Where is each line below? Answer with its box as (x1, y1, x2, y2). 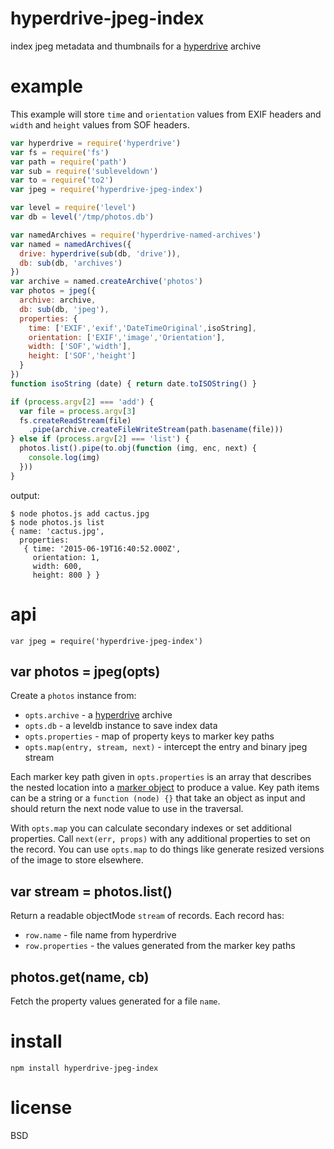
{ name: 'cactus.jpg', (10, 526, 105, 536)
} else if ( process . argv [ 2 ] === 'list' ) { (10, 434, 190, 444)
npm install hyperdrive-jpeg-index (10, 1063, 159, 1073)
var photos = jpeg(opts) (10, 663, 161, 680)
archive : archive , (19, 295, 97, 305)
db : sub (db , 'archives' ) (19, 258, 123, 268)
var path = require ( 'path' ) (10, 157, 128, 167)
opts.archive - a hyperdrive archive (24, 709, 173, 721)
